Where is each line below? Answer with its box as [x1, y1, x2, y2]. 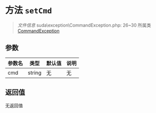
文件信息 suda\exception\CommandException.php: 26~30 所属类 [17, 22, 151, 28]
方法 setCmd [5, 5, 52, 16]
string [28, 69, 42, 76]
